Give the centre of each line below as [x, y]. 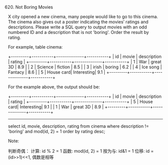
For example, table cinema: [35, 47]
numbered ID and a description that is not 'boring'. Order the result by [79, 32]
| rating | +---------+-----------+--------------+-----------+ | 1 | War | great [85, 62]
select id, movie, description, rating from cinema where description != [79, 126]
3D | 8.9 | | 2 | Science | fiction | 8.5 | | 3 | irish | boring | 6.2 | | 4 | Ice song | [85, 67]
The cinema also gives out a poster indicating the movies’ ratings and [78, 22]
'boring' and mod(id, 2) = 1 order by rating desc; [57, 131]
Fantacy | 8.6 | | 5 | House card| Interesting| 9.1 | [57, 72]
